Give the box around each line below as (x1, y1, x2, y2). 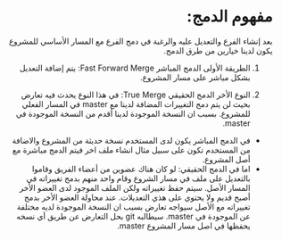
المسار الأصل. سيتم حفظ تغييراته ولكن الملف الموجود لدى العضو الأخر (19, 182, 251, 193)
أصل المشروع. (202, 153, 251, 164)
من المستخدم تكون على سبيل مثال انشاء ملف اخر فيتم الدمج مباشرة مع (12, 145, 251, 155)
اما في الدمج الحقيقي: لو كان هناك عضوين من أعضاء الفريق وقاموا (31, 163, 251, 174)
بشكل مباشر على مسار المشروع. (139, 71, 251, 82)
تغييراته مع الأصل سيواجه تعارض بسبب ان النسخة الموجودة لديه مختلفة (16, 201, 251, 211)
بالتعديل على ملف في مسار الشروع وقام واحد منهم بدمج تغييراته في (26, 172, 251, 184)
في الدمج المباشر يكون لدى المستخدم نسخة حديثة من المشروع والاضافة (12, 135, 251, 145)
